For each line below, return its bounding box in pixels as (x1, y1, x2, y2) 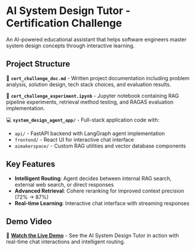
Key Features (6, 159, 56, 169)
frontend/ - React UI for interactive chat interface (14, 136, 134, 143)
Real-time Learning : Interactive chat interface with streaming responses (14, 200, 190, 207)
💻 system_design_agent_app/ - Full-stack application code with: (6, 116, 160, 123)
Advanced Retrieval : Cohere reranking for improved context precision (14, 187, 184, 194)
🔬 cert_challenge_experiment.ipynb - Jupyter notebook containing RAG (6, 92, 179, 99)
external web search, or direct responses (14, 181, 114, 188)
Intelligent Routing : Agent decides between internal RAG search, (14, 174, 172, 182)
